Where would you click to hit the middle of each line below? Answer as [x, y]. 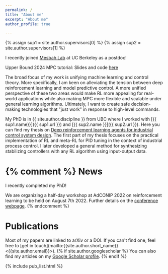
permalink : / [19, 10]
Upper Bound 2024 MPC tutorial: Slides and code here [62, 67]
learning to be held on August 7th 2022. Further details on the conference [82, 201]
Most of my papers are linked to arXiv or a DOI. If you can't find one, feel [80, 240]
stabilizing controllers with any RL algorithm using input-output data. [76, 151]
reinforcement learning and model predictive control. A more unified [76, 88]
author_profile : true [28, 24]
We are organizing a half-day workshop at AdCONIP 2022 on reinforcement [83, 195]
